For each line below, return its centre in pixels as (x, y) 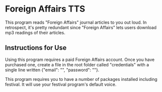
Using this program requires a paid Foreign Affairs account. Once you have (80, 60)
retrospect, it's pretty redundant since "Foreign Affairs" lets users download (81, 27)
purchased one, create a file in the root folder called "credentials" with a (77, 64)
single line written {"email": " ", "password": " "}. (52, 70)
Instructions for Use (36, 48)
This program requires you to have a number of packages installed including (81, 79)
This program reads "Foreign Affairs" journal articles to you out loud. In (76, 22)
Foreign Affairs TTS (45, 9)
